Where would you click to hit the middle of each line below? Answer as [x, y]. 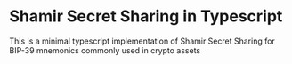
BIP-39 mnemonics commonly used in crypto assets [105, 50]
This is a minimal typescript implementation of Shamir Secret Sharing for [142, 41]
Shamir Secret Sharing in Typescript [146, 16]
